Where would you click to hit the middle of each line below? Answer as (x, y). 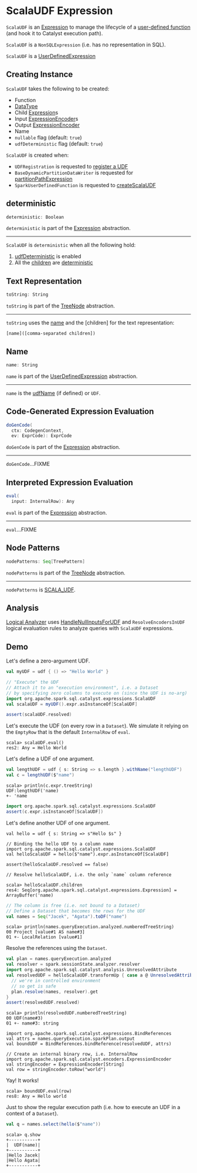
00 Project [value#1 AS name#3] (45, 932)
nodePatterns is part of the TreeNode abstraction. (66, 573)
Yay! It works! (23, 1080)
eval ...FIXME (21, 529)
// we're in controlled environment (56, 981)
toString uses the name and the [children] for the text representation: (90, 323)
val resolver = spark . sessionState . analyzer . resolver (73, 964)
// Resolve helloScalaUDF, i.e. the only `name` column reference (89, 875)
